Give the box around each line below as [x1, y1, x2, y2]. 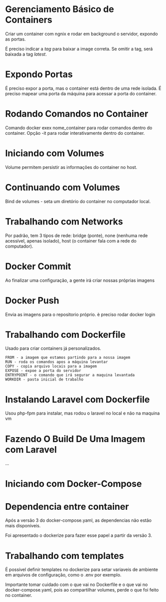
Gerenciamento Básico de [5, 4, 114, 15]
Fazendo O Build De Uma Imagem [5, 433, 146, 445]
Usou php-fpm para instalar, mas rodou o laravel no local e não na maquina [5, 410, 160, 417]
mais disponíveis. [5, 523, 41, 529]
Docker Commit [5, 261, 71, 272]
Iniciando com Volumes [5, 148, 105, 159]
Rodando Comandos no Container [5, 108, 149, 120]
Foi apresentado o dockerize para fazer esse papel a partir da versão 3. [5, 532, 152, 538]
